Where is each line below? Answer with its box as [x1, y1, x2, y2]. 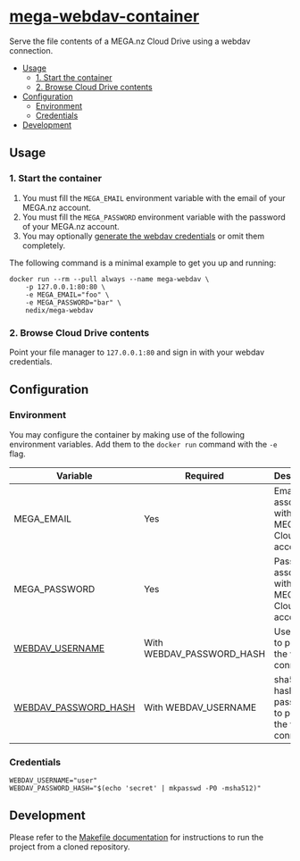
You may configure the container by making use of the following [9, 429, 246, 439]
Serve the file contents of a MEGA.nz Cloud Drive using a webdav [9, 36, 251, 46]
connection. [9, 45, 54, 55]
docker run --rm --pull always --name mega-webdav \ [9, 274, 210, 283]
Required [184, 469, 225, 481]
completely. [21, 239, 65, 251]
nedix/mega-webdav [25, 305, 94, 314]
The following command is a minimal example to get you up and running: [9, 257, 277, 268]
